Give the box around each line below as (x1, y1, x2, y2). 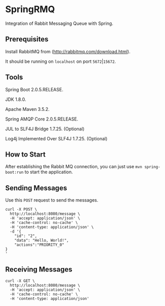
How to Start (5, 150, 46, 159)
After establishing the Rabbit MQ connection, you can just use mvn (5, 164, 143, 170)
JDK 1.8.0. (5, 96, 26, 102)
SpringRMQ (5, 4, 55, 15)
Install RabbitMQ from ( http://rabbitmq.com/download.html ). (5, 48, 131, 54)
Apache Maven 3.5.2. (5, 106, 50, 112)
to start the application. (24, 169, 73, 175)
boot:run (5, 170, 24, 175)
